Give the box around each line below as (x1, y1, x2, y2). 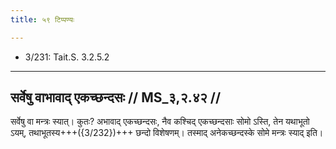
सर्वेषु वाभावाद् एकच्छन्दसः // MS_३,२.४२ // (10, 89, 222, 106)
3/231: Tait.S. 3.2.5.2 (24, 51, 110, 63)
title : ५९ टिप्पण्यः (10, 14, 75, 25)
